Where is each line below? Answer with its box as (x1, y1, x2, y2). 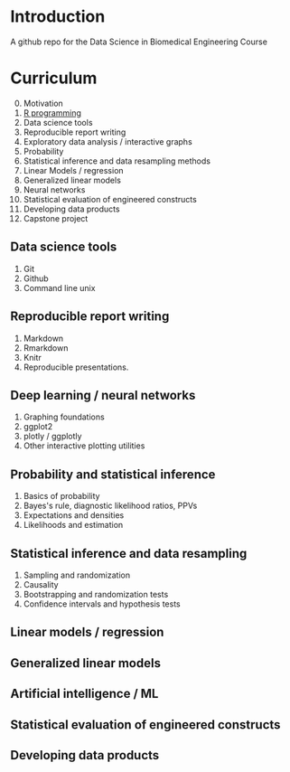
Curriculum (10, 68, 98, 89)
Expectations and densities (23, 510, 125, 521)
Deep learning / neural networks (10, 387, 196, 403)
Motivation (23, 98, 64, 108)
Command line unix (23, 282, 96, 293)
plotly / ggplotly (23, 431, 82, 442)
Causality (23, 579, 59, 589)
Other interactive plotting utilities (23, 440, 145, 451)
